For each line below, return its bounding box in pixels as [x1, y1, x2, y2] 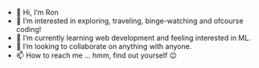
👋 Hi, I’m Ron [15, 8, 59, 17]
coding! [15, 25, 42, 34]
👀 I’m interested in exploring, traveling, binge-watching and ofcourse [15, 16, 244, 26]
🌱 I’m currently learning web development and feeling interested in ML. [15, 33, 251, 42]
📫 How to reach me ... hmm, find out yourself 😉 [15, 50, 177, 60]
